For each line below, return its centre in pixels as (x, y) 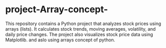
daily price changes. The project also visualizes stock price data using (79, 34)
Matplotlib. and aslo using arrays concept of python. (60, 40)
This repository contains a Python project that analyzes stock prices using (83, 23)
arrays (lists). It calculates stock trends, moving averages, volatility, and (80, 29)
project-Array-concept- (57, 9)
